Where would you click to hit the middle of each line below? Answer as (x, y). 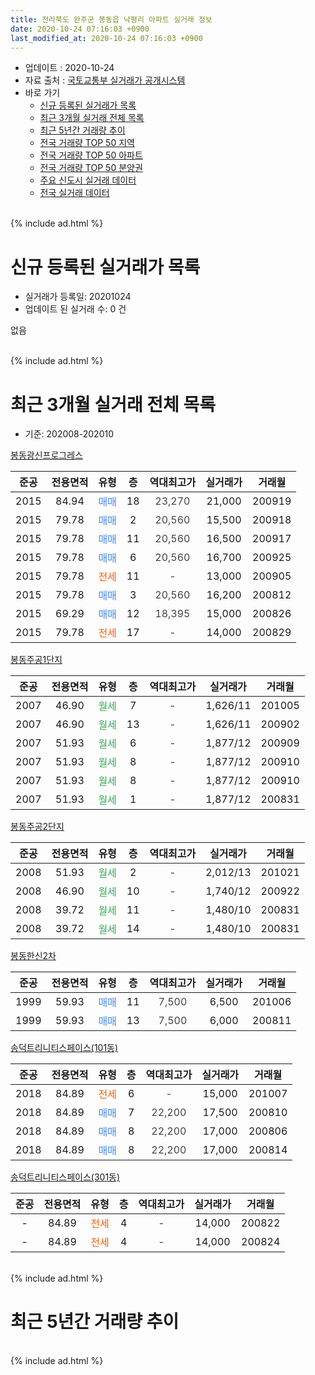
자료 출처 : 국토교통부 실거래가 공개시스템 (105, 80)
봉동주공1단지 (36, 660)
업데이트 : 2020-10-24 (69, 68)
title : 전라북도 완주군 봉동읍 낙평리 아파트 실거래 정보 (111, 19)
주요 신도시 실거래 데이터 (88, 180)
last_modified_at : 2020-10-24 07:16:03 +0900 (106, 38)
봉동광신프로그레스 (46, 455)
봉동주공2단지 (37, 827)
